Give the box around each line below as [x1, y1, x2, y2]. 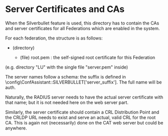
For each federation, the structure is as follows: [5, 35, 103, 41]
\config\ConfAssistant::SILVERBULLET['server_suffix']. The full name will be [5, 79, 162, 85]
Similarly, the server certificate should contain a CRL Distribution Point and [5, 109, 159, 115]
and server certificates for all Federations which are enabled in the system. [5, 25, 160, 31]
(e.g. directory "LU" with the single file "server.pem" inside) [5, 64, 128, 70]
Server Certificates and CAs [5, 3, 125, 15]
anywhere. [5, 125, 27, 131]
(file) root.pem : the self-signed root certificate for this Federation [20, 54, 155, 60]
